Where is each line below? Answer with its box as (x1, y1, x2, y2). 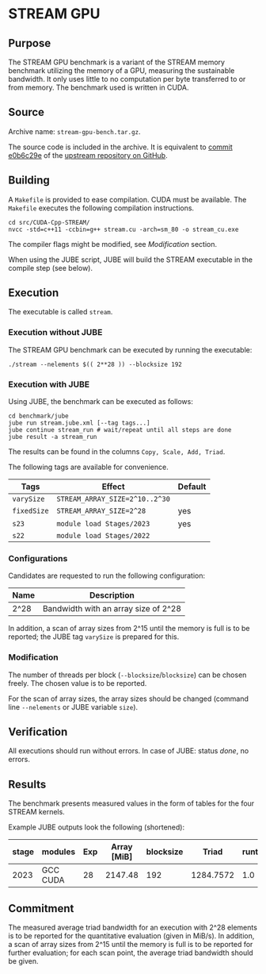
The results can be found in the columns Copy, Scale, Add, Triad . (8, 447, 226, 456)
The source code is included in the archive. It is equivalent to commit (8, 142, 234, 152)
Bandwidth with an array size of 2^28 (42, 603, 182, 614)
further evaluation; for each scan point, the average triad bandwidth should (8, 948, 253, 957)
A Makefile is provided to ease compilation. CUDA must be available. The (8, 194, 247, 204)
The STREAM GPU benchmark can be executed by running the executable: (8, 345, 253, 354)
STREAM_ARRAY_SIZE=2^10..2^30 (56, 495, 170, 504)
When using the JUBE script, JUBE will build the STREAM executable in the (8, 255, 253, 264)
